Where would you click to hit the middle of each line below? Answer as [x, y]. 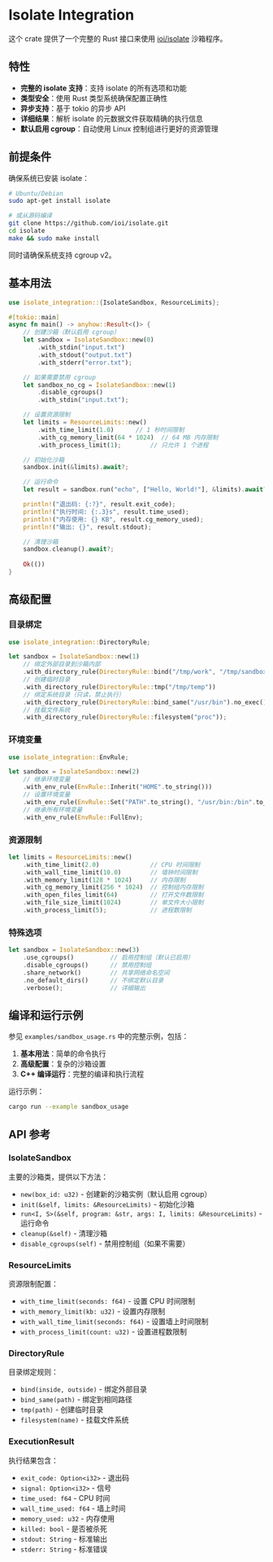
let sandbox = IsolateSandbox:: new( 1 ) [74, 657]
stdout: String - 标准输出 [64, 1538]
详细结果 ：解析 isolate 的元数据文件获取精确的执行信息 [111, 118]
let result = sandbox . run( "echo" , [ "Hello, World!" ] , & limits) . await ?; [147, 490]
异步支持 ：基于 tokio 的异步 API [73, 108]
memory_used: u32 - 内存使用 [67, 1518]
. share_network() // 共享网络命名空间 [97, 972]
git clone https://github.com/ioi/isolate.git [89, 223]
